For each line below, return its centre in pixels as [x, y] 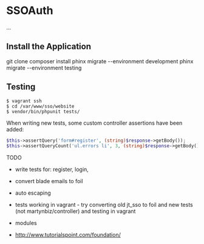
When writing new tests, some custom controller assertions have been [94, 123]
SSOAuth [30, 11]
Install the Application [49, 47]
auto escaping [33, 193]
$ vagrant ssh [24, 101]
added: [15, 129]
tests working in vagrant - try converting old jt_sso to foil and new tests [104, 205]
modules [26, 223]
